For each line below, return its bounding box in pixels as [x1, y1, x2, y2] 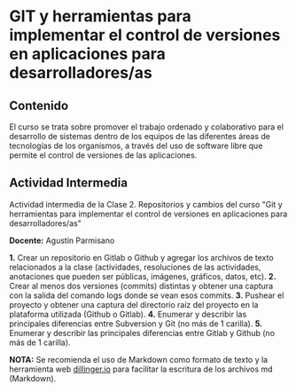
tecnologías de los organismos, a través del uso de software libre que [9, 140, 263, 151]
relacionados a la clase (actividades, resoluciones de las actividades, [9, 262, 261, 272]
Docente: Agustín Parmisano [9, 235, 115, 246]
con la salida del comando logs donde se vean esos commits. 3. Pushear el [9, 290, 284, 301]
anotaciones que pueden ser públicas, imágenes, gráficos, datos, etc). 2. [9, 270, 277, 281]
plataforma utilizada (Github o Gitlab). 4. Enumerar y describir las [9, 309, 247, 319]
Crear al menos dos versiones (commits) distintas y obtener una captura [9, 280, 273, 291]
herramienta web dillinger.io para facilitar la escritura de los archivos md [9, 364, 273, 374]
